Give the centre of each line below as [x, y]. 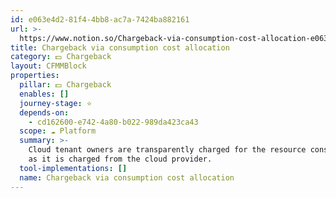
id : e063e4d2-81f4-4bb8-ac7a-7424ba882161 [100, 19]
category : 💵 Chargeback [61, 57]
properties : [35, 76]
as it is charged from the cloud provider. [120, 159]
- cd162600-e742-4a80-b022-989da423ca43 [113, 122]
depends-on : [44, 112]
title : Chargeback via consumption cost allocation [120, 47]
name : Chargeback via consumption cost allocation [127, 177]
